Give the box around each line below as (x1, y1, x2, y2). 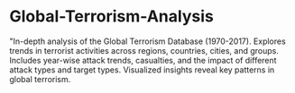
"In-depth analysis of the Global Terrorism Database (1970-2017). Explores (9, 36, 286, 46)
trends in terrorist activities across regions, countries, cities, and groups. (9, 45, 280, 55)
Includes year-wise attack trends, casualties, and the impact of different (9, 55, 277, 65)
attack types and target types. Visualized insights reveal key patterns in (9, 64, 275, 75)
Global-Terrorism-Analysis (9, 6, 214, 27)
